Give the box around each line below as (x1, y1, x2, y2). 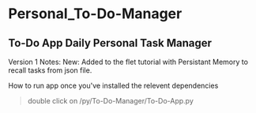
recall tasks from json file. (8, 66, 92, 75)
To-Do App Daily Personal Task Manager (8, 36, 212, 50)
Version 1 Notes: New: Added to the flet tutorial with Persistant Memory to (8, 57, 249, 66)
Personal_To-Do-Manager (8, 5, 183, 23)
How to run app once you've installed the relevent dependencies (8, 81, 219, 90)
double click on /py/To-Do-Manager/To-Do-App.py (27, 96, 194, 105)
